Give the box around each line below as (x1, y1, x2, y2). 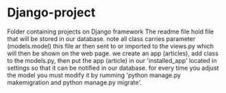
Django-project (7, 5, 96, 21)
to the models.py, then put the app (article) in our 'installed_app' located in (7, 56, 217, 64)
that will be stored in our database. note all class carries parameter (7, 34, 196, 42)
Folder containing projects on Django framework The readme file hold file (7, 27, 214, 36)
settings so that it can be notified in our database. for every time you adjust (7, 64, 219, 72)
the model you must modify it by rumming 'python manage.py (7, 70, 181, 79)
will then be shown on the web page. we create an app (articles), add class (7, 49, 219, 57)
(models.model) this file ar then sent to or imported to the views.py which (7, 42, 214, 50)
